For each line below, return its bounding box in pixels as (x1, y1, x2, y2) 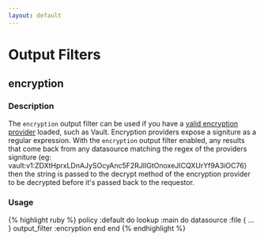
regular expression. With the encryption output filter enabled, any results (8, 135, 245, 145)
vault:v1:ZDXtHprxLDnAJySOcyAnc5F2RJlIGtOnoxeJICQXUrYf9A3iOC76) (8, 160, 247, 170)
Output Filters (8, 45, 101, 63)
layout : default (8, 11, 62, 20)
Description (8, 100, 55, 111)
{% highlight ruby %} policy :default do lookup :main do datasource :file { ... (8, 215, 255, 224)
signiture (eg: (8, 152, 51, 162)
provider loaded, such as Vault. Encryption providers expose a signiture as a (8, 127, 257, 137)
